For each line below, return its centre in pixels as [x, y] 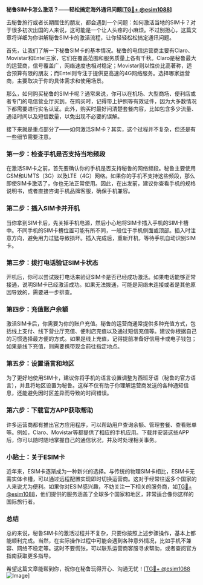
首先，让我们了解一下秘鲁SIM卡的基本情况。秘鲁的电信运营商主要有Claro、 [100, 50]
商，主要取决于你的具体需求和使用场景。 [56, 81]
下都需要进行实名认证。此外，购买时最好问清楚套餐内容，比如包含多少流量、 [101, 109]
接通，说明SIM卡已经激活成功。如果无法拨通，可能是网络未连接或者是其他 [98, 284]
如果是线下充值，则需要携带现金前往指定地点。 [64, 346]
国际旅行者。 [22, 502]
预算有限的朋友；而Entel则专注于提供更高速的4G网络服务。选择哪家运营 [101, 73]
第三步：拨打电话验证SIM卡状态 [52, 262]
